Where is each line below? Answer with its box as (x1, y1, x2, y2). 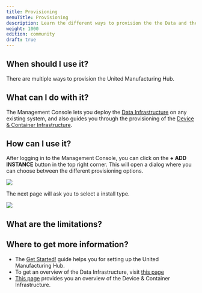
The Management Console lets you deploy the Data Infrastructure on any (6, 108, 187, 116)
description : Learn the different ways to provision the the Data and (6, 20, 187, 26)
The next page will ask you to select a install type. (6, 190, 130, 197)
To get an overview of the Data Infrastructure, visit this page (14, 268, 164, 276)
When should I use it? (6, 59, 89, 69)
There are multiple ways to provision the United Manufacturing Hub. (6, 75, 175, 82)
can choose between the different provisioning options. (6, 167, 144, 174)
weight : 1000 (6, 25, 39, 32)
